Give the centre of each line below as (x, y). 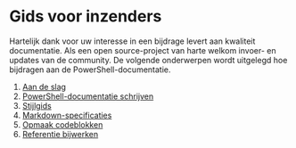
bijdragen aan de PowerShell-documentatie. (90, 70)
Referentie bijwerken (60, 134)
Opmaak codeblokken (62, 124)
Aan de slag (44, 86)
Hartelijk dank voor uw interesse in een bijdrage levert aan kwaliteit (132, 41)
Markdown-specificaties (67, 115)
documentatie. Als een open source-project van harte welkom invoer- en (143, 50)
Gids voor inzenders (86, 16)
